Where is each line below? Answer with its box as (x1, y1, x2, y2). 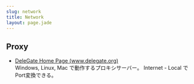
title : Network (6, 14, 44, 20)
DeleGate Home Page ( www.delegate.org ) (14, 57, 119, 64)
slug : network (6, 8, 42, 15)
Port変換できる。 (14, 72, 57, 79)
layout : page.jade (6, 20, 52, 25)
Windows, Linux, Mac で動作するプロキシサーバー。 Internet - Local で (14, 64, 189, 72)
